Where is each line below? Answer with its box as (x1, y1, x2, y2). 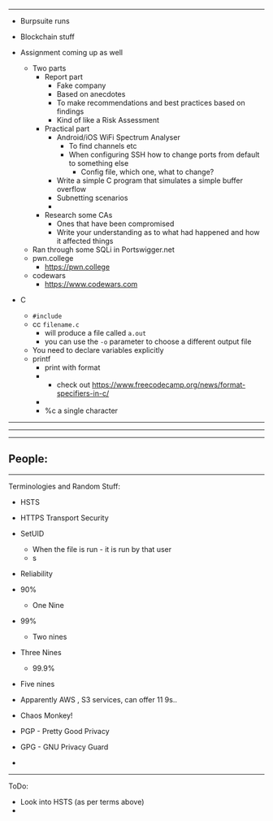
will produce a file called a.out (44, 328, 147, 337)
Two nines (32, 632, 67, 641)
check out (56, 380, 91, 389)
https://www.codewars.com (44, 280, 138, 289)
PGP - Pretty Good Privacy (19, 726, 110, 736)
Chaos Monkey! (19, 710, 73, 720)
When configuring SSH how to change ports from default (68, 150, 260, 159)
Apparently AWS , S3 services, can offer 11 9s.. (19, 694, 177, 704)
